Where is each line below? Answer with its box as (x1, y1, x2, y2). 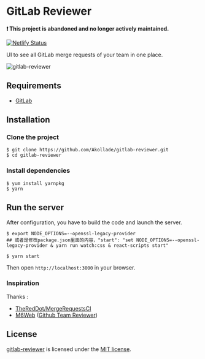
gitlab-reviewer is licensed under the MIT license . (6, 345, 132, 353)
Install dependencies (6, 167, 71, 175)
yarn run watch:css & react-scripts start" (55, 242, 169, 249)
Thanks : (6, 293, 29, 300)
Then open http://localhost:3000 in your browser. (6, 263, 136, 271)
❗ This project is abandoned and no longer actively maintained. (6, 25, 169, 32)
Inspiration (6, 279, 40, 287)
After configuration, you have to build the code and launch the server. (6, 219, 182, 226)
